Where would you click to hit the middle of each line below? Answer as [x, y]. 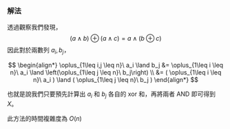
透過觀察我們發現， [34, 27]
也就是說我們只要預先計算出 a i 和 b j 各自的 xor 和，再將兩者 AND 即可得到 [111, 95]
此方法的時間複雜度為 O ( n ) [45, 118]
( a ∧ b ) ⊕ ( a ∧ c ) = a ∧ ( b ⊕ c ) [116, 39]
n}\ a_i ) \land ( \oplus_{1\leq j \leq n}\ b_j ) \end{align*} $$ [116, 80]
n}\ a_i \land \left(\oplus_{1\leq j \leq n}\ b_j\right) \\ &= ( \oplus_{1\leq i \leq [116, 72]
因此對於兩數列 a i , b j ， [39, 51]
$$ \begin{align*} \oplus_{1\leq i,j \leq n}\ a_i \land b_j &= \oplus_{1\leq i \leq [116, 65]
